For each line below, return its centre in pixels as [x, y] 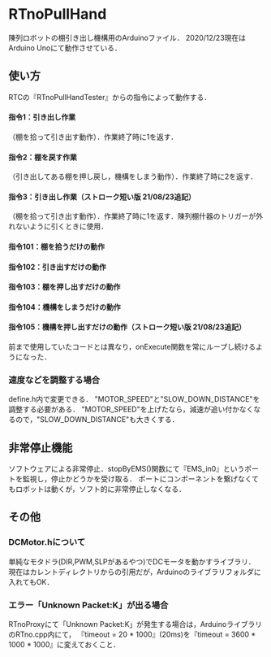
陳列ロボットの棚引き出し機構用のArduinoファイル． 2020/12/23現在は [127, 37]
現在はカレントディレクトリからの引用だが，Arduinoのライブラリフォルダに [135, 572]
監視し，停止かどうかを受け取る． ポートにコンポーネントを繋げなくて [141, 479]
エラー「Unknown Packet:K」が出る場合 [88, 605]
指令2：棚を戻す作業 [43, 157]
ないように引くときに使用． [61, 226]
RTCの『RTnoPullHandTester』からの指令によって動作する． [110, 97]
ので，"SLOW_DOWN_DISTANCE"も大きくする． [97, 420]
